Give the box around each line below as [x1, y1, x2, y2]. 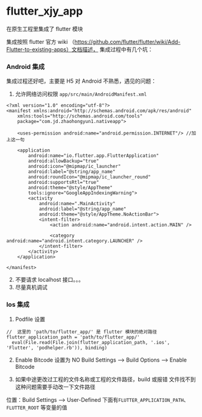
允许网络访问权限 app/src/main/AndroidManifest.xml [15, 90, 147, 98]
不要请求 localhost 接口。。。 [15, 276, 84, 284]
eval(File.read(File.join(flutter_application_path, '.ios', [12, 339, 170, 345]
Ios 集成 [6, 300, 30, 309]
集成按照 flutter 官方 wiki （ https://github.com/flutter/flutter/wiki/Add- [6, 38, 181, 45]
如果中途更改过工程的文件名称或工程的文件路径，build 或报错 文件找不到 [15, 376, 196, 383]
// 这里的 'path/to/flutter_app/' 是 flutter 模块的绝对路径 [6, 329, 157, 335]
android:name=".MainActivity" [38, 201, 116, 207]
